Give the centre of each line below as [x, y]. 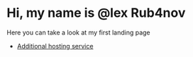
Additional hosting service [55, 46]
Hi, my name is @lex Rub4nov [96, 13]
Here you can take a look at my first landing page [78, 32]
